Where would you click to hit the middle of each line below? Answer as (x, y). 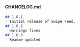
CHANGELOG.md (23, 7)
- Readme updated (23, 39)
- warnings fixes (23, 31)
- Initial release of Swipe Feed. (40, 22)
